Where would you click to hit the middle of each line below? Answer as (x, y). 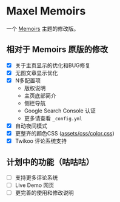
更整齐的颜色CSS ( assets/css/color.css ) (65, 133)
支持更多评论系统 (36, 177)
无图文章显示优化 (36, 73)
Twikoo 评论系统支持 (41, 141)
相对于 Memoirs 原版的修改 (57, 50)
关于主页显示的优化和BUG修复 (53, 65)
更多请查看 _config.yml (53, 118)
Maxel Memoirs (46, 11)
